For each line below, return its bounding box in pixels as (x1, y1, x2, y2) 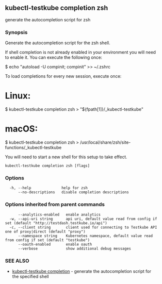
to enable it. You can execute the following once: (5, 54, 103, 60)
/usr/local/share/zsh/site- (80, 139, 131, 145)
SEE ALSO (5, 257, 30, 264)
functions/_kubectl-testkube (5, 144, 62, 150)
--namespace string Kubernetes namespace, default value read (17, 233, 153, 238)
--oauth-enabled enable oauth (17, 242, 92, 247)
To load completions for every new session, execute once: (5, 73, 122, 79)
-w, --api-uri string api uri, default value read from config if (9, 216, 158, 221)
